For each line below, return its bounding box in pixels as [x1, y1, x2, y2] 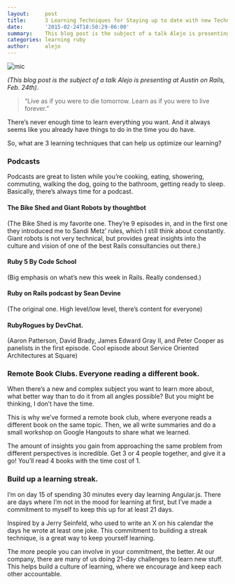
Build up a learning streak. [7, 474, 99, 484]
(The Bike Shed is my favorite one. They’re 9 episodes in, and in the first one [7, 219, 228, 227]
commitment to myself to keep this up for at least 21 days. [7, 505, 174, 513]
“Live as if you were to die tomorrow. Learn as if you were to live [24, 97, 210, 105]
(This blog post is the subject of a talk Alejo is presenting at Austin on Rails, [7, 76, 225, 84]
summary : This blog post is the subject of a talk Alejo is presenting [7, 29, 230, 37]
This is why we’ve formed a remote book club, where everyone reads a [7, 413, 212, 422]
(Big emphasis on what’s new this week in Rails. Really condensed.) [7, 273, 201, 281]
